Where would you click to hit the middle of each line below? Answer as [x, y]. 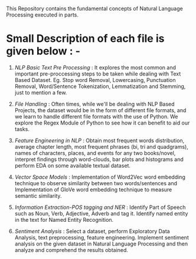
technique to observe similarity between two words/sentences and [96, 183]
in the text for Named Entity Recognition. [64, 219]
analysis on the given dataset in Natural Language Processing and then [101, 244]
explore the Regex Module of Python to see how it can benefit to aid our [102, 123]
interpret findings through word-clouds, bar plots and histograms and [99, 159]
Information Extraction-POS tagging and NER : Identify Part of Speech [100, 207]
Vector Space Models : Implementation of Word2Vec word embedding [100, 177]
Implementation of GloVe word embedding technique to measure [93, 189]
